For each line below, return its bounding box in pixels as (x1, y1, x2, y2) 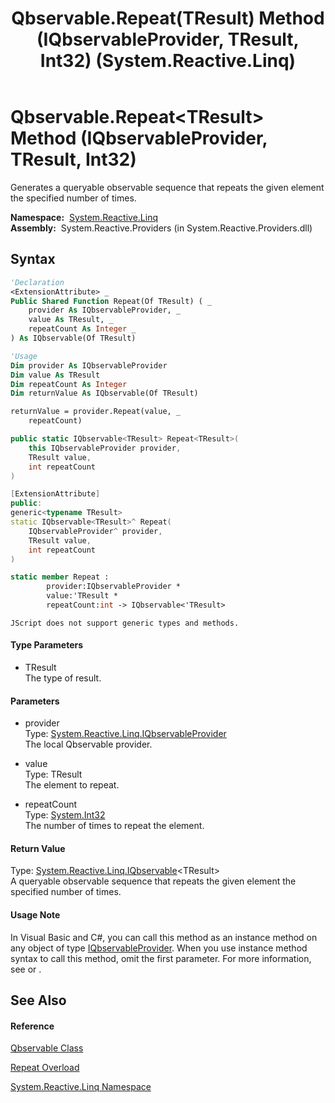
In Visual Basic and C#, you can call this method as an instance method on (10, 931, 318, 943)
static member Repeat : (10, 572, 110, 582)
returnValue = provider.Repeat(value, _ (10, 407, 182, 417)
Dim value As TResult (10, 370, 101, 380)
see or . (10, 963, 42, 975)
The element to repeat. (24, 779, 120, 791)
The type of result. (24, 672, 102, 684)
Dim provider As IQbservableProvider (10, 360, 168, 371)
